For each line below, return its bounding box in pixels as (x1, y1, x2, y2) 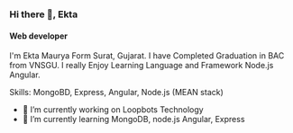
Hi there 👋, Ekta (9, 8, 78, 21)
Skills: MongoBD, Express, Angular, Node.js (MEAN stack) (9, 87, 224, 98)
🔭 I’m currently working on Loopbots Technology (22, 104, 205, 115)
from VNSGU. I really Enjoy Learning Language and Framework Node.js (9, 60, 274, 71)
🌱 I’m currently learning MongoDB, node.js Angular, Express (22, 114, 245, 125)
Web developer (9, 31, 68, 41)
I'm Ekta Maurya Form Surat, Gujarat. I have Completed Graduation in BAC (9, 50, 285, 61)
